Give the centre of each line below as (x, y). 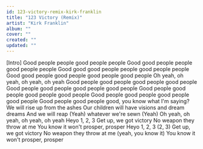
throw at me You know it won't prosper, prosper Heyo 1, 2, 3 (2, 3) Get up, (98, 127)
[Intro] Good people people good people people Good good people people (99, 62)
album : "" (19, 29)
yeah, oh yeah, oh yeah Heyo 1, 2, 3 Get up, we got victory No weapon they (101, 120)
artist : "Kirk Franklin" (38, 23)
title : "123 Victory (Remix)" (45, 17)
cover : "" (19, 34)
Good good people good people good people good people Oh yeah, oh (95, 75)
